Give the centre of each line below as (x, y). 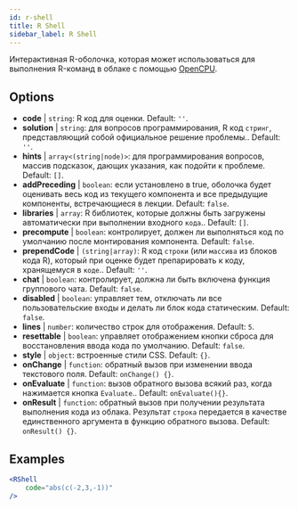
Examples (37, 459)
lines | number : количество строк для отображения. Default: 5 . (138, 327)
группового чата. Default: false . (82, 289)
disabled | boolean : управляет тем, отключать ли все (122, 299)
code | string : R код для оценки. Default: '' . (105, 119)
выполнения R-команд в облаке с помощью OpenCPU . (113, 69)
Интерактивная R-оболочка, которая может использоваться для (133, 60)
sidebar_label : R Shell (53, 34)
